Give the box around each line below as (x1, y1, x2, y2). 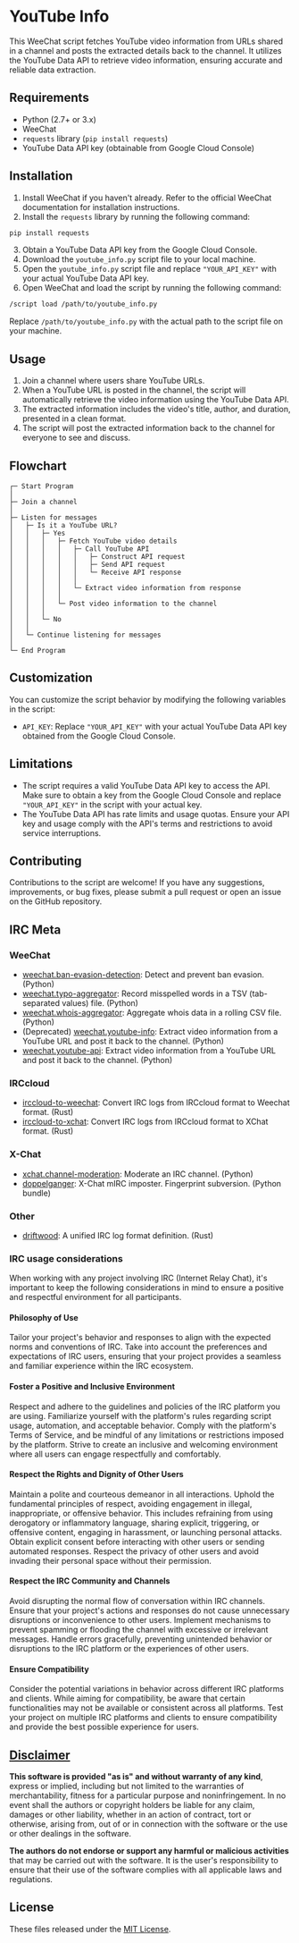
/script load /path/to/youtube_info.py (9, 300, 158, 309)
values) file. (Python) (62, 998, 138, 1009)
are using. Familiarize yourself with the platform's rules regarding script (9, 1410, 272, 1421)
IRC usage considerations (9, 1252, 123, 1264)
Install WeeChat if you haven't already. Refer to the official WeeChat (21, 192, 272, 203)
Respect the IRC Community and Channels (9, 1576, 170, 1586)
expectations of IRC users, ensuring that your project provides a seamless (9, 1351, 282, 1362)
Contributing (9, 853, 82, 868)
